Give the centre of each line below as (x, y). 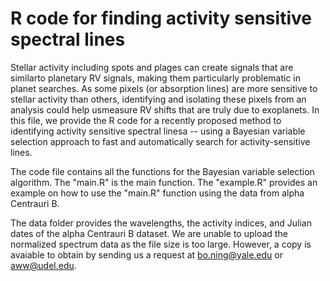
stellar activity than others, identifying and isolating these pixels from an (158, 99)
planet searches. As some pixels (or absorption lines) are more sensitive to (164, 88)
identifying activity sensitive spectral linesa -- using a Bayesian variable (158, 131)
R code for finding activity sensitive (161, 18)
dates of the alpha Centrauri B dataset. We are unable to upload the (149, 233)
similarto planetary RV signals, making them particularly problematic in (155, 78)
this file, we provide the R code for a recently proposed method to (146, 120)
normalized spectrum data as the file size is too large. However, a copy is (161, 244)
